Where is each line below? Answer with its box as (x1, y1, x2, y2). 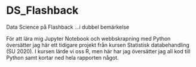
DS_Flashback (6, 4, 79, 17)
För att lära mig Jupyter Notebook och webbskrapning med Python (6, 35, 171, 42)
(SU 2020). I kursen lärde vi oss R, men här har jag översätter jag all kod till (6, 47, 191, 54)
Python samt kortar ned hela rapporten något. (6, 54, 119, 61)
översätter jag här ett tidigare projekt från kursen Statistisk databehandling (6, 41, 190, 48)
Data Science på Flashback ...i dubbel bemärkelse (6, 23, 130, 31)
